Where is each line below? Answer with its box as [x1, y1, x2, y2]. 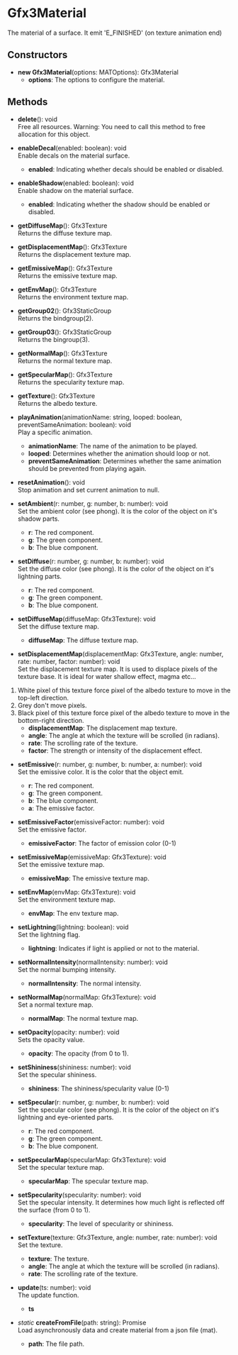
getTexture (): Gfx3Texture [17, 392, 96, 400]
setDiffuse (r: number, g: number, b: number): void [17, 557, 164, 565]
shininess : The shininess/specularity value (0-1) [28, 1084, 170, 1093]
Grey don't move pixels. [17, 701, 87, 709]
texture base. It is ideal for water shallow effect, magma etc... [17, 672, 196, 680]
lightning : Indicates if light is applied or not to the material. [28, 944, 200, 952]
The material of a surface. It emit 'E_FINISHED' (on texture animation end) [7, 28, 222, 37]
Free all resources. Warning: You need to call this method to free [17, 122, 205, 131]
